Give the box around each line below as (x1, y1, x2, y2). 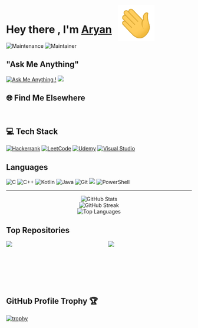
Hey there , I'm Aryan (6, 23, 112, 37)
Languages (6, 162, 48, 172)
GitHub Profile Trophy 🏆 (6, 296, 98, 306)
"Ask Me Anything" (6, 60, 80, 70)
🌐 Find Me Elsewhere (6, 93, 85, 103)
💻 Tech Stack (6, 127, 58, 137)
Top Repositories (6, 225, 70, 235)
